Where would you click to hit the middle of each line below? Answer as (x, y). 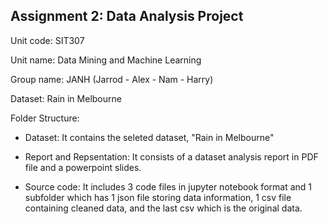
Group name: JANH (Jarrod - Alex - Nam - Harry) (112, 79)
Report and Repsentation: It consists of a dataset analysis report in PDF (171, 156)
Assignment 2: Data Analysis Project (127, 16)
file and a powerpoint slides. (83, 167)
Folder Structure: (45, 118)
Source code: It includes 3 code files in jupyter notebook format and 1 (168, 186)
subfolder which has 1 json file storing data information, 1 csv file (158, 197)
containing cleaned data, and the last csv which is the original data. (163, 208)
